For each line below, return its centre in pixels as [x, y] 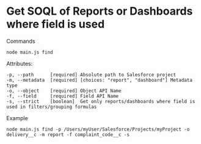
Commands [21, 41]
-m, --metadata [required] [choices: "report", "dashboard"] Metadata [99, 80]
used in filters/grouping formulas [52, 107]
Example [17, 118]
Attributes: [20, 63]
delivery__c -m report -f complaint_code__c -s [68, 135]
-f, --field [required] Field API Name [63, 96]
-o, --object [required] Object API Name [64, 91]
